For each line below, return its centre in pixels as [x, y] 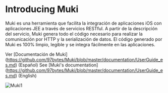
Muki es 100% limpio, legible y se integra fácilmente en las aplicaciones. [80, 44]
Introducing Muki [42, 9]
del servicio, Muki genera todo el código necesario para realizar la [74, 34]
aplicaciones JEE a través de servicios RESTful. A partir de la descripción [81, 28]
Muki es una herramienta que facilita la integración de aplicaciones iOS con [84, 23]
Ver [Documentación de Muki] [37, 54]
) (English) [26, 75]
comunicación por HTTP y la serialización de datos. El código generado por [84, 39]
